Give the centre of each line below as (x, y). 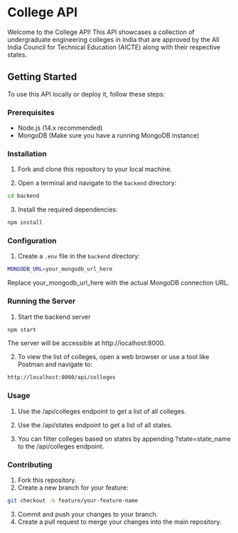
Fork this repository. (47, 480)
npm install (25, 223)
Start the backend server (54, 317)
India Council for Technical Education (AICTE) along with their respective (114, 47)
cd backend (23, 196)
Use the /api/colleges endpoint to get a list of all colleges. (102, 411)
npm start (22, 330)
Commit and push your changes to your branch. (88, 514)
